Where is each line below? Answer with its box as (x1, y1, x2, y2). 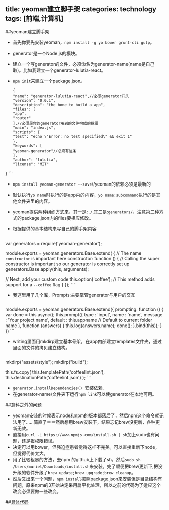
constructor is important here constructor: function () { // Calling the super (5, 255, 160, 261)
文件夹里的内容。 (17, 198, 53, 204)
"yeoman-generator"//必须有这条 (12, 148, 77, 153)
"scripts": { (12, 129, 40, 135)
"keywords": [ (12, 143, 42, 148)
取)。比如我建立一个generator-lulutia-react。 (12, 67, 106, 73)
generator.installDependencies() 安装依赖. (12, 385, 104, 391)
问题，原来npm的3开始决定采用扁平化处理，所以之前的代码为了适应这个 (12, 482, 161, 488)
